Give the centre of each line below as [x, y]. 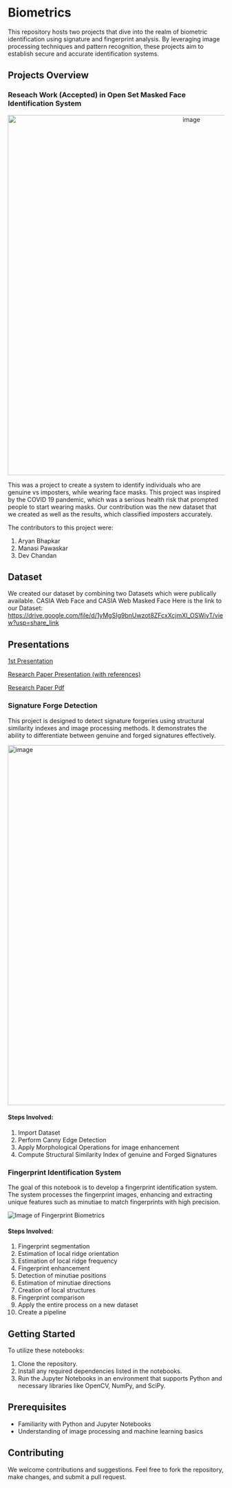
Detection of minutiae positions [62, 1276]
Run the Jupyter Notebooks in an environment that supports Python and [120, 1379]
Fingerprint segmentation [54, 1246]
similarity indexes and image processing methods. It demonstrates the [107, 728]
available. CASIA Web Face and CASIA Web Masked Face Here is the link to [115, 601]
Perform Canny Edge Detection [62, 1140]
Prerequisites [37, 1407]
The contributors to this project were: [61, 527]
